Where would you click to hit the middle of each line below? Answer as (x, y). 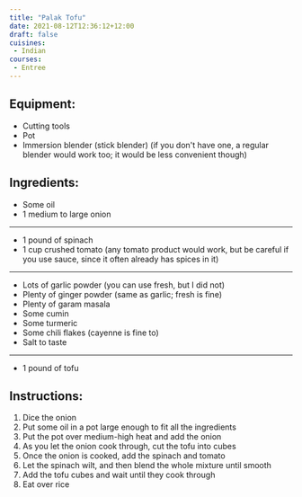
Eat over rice (46, 484)
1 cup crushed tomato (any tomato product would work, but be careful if (155, 249)
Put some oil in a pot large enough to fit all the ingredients (129, 427)
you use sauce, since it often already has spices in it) (120, 259)
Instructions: (46, 396)
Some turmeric (50, 323)
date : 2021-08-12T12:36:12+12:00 (72, 26)
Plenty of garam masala (66, 304)
